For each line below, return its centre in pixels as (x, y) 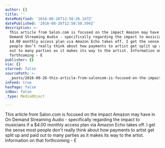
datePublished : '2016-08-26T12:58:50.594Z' (50, 23)
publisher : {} (20, 60)
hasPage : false (21, 87)
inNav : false (18, 92)
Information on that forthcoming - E (41, 141)
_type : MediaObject (25, 96)
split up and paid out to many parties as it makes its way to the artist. (74, 135)
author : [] (16, 10)
